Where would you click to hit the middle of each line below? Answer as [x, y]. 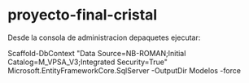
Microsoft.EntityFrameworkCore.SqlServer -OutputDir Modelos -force [124, 70]
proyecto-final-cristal [83, 15]
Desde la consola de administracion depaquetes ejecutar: [104, 37]
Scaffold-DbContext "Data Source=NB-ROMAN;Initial [97, 53]
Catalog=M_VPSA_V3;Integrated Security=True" [87, 62]
